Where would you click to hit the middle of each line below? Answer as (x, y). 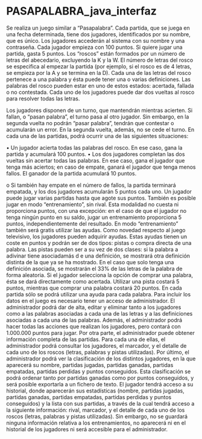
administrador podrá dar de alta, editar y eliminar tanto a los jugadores (94, 307)
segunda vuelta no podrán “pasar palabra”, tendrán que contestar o (90, 123)
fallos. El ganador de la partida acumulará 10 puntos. (71, 173)
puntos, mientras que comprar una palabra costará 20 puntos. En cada (94, 288)
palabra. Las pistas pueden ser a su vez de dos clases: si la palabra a (92, 249)
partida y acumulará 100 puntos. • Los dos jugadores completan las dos (96, 154)
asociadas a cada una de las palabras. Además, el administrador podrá (94, 320)
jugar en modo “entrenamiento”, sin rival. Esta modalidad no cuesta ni (93, 204)
